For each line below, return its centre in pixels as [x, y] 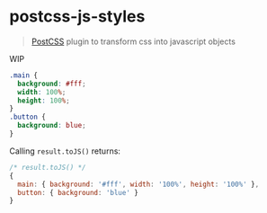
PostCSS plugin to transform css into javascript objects [133, 41]
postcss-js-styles [77, 17]
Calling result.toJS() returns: [65, 151]
